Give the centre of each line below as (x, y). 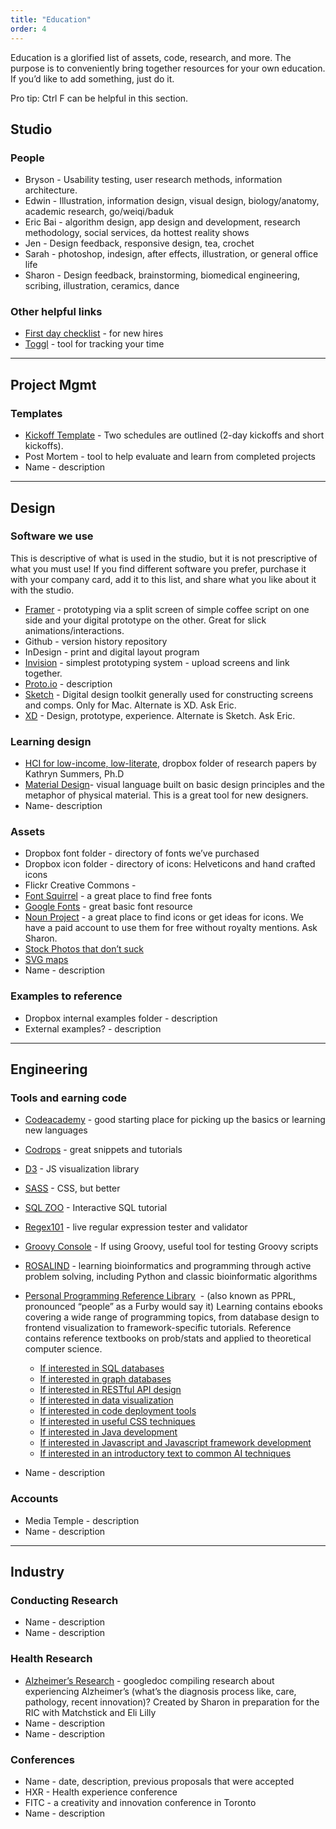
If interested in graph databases (105, 1379)
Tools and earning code (68, 1098)
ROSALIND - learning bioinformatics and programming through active (168, 1266)
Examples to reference (66, 996)
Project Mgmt (53, 384)
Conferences (42, 1759)
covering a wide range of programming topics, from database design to (172, 1317)
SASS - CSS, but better (72, 1188)
